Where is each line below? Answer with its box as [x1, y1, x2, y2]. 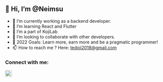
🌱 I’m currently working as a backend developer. [12, 18, 111, 24]
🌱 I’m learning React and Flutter [12, 23, 77, 29]
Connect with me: [5, 59, 49, 66]
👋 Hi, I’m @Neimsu [5, 5, 63, 13]
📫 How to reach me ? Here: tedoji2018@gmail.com [12, 44, 117, 50]
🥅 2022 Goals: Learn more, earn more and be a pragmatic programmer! [12, 39, 159, 45]
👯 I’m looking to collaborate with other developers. [12, 34, 115, 40]
